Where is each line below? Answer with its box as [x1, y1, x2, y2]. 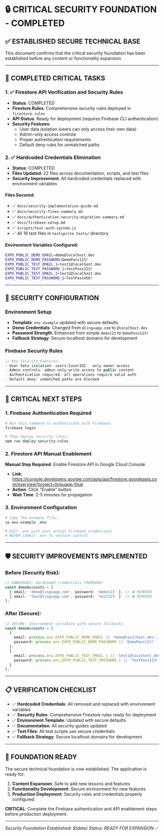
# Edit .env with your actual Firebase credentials [5, 529, 112, 533]
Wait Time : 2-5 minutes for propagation [12, 492, 93, 498]
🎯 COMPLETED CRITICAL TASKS [5, 74, 105, 82]
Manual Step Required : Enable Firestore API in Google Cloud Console [5, 461, 145, 467]
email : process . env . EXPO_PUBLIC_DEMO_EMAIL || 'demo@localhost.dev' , [14, 635, 159, 640]
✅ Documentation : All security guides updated [12, 723, 107, 729]
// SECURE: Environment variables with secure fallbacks [5, 621, 123, 626]
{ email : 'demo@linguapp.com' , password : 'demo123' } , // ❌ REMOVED [9, 589, 152, 594]
